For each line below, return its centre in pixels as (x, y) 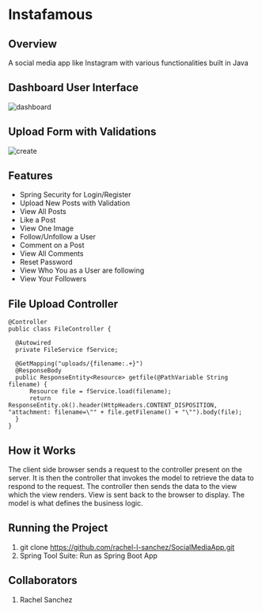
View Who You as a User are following (82, 270)
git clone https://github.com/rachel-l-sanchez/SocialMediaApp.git (127, 547)
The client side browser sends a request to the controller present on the (125, 470)
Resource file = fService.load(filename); (100, 391)
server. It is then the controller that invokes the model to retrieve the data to (131, 478)
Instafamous (51, 15)
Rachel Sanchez (46, 599)
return (40, 399)
